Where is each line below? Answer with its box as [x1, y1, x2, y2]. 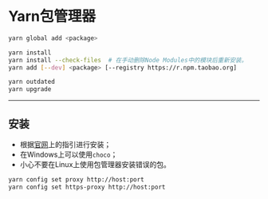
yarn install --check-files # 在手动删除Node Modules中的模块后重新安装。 [8, 56, 248, 64]
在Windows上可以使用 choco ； [19, 149, 118, 159]
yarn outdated [8, 78, 56, 86]
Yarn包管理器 [8, 7, 96, 26]
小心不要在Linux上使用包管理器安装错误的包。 [19, 160, 171, 169]
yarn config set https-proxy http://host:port [8, 183, 166, 191]
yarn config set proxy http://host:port [8, 176, 145, 184]
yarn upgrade [8, 86, 52, 94]
